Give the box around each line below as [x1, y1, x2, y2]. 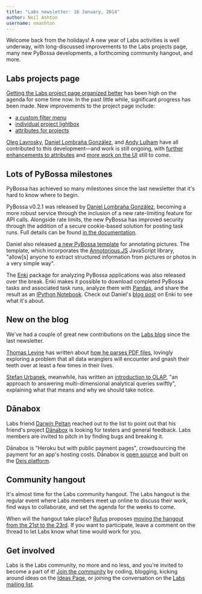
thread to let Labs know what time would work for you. [6, 528, 142, 535]
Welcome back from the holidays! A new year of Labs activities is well [6, 37, 180, 44]
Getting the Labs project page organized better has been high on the [6, 89, 177, 97]
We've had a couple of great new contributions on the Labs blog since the [6, 331, 190, 338]
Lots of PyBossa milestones [6, 169, 113, 179]
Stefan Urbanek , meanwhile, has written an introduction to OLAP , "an [6, 373, 178, 381]
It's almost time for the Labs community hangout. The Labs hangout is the [6, 491, 190, 498]
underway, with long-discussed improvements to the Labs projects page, [6, 43, 188, 50]
